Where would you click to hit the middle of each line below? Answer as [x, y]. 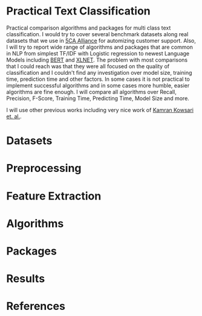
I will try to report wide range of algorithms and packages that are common [100, 47]
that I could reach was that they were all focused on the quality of [88, 66]
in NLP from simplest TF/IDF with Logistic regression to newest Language [98, 53]
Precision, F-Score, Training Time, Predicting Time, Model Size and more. [98, 98]
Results [26, 279]
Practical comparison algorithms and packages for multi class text [89, 28]
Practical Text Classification [79, 11]
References [36, 306]
